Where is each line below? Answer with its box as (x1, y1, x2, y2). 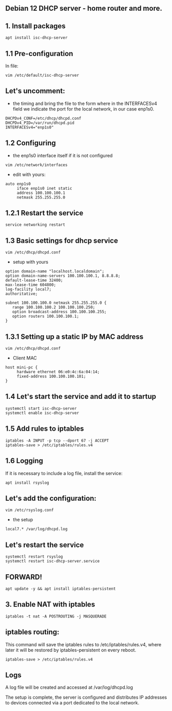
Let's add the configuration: (5, 494, 97, 503)
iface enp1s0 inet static (16, 186, 72, 191)
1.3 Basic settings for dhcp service (5, 236, 118, 245)
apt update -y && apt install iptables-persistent (5, 586, 116, 591)
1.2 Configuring (5, 139, 56, 148)
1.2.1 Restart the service (5, 209, 84, 217)
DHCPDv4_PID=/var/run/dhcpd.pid (5, 120, 74, 125)
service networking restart (5, 222, 66, 228)
